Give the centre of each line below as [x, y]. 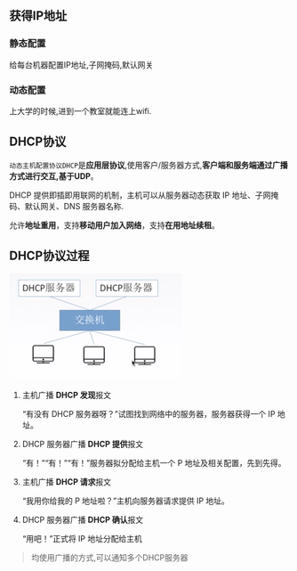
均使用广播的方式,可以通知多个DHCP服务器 [109, 557]
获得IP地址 [38, 16]
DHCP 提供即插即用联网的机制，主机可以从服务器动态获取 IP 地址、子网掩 [144, 195]
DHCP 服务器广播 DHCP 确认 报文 [83, 519]
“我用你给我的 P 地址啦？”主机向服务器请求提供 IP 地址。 [125, 501]
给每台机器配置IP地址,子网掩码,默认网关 [81, 64]
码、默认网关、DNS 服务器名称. [67, 206]
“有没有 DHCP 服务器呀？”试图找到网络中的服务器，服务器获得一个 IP [148, 413]
